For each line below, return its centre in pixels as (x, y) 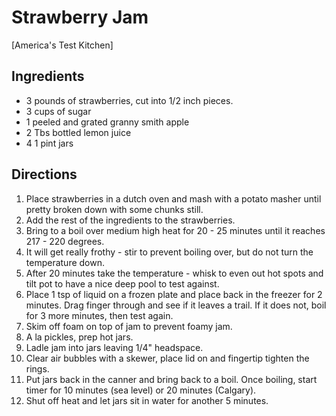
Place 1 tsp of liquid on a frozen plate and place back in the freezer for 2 (174, 294)
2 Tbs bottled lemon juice (78, 132)
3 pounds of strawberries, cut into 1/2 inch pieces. (129, 100)
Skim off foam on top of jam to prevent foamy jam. (129, 326)
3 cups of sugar (58, 111)
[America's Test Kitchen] (62, 45)
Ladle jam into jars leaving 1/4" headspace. (114, 347)
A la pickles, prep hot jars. (79, 337)
